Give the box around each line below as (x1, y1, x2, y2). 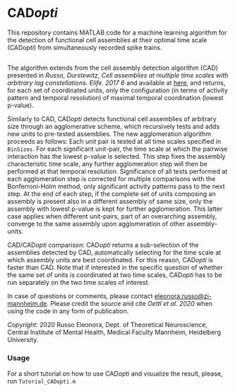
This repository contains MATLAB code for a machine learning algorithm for (7, 28, 227, 37)
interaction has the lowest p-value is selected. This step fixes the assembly (7, 152, 226, 161)
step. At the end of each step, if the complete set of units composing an (7, 190, 217, 198)
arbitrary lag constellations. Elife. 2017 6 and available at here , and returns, (7, 79, 226, 87)
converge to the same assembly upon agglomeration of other (7, 220, 186, 228)
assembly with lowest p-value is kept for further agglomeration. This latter (7, 204, 223, 213)
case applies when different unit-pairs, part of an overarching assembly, (7, 212, 217, 221)
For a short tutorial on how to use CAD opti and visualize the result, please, (7, 369, 223, 378)
